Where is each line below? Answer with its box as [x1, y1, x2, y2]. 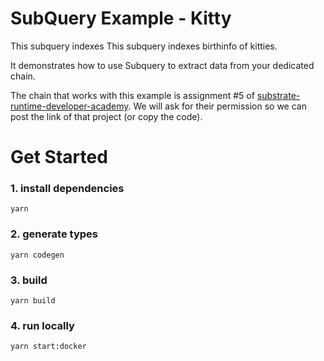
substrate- [256, 89, 301, 101]
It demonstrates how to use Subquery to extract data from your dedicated [10, 59, 315, 71]
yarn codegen [10, 250, 65, 260]
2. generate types [10, 227, 98, 241]
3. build [10, 273, 48, 287]
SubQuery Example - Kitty [10, 7, 232, 30]
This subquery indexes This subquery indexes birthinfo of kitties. [10, 40, 278, 52]
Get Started [10, 146, 108, 169]
